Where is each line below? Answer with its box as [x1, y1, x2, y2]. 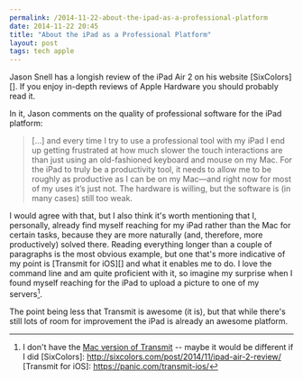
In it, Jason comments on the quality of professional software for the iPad [9, 108, 282, 119]
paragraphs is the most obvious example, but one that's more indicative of [9, 249, 286, 260]
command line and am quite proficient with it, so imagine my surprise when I [9, 268, 293, 279]
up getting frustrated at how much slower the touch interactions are [31, 145, 283, 156]
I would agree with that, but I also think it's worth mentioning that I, [9, 210, 257, 221]
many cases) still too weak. [31, 193, 133, 204]
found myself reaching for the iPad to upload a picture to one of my [9, 277, 260, 289]
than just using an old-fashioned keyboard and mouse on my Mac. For [31, 154, 293, 165]
